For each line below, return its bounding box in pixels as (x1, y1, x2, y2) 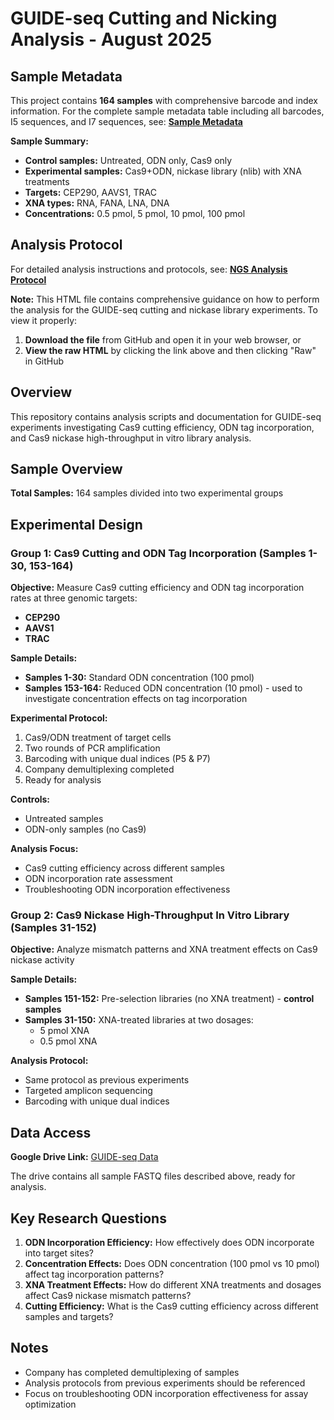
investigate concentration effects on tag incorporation (24, 693, 248, 705)
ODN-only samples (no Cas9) (24, 823, 147, 836)
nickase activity (10, 954, 75, 966)
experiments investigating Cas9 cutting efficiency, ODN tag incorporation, (10, 421, 315, 433)
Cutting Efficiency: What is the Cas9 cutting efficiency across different (24, 1300, 319, 1312)
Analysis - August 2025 (10, 28, 213, 51)
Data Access (10, 1124, 92, 1141)
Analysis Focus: (10, 843, 79, 855)
